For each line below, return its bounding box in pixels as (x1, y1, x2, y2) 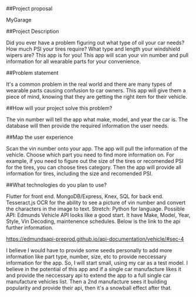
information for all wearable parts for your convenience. (6, 58, 141, 65)
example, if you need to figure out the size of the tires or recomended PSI (6, 158, 184, 164)
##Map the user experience (6, 134, 73, 141)
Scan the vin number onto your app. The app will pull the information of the (6, 145, 188, 152)
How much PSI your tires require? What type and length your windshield (6, 45, 181, 52)
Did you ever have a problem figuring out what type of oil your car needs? (6, 39, 185, 46)
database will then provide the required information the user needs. (6, 122, 169, 129)
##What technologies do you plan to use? (6, 182, 107, 188)
